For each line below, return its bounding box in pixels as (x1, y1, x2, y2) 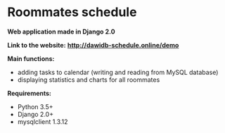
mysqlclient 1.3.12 (17, 117, 68, 126)
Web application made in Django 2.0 (7, 27, 115, 36)
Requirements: (7, 89, 51, 97)
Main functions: (7, 54, 55, 63)
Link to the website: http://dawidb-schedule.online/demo (7, 41, 179, 49)
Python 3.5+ (17, 102, 54, 111)
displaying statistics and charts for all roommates (17, 75, 160, 84)
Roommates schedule (7, 4, 137, 20)
